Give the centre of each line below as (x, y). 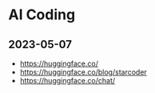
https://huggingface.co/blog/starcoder (83, 72)
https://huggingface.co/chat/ (68, 81)
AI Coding (42, 15)
